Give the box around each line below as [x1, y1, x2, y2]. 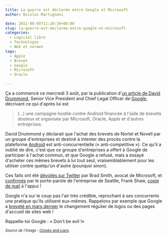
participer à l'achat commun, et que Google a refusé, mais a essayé [5, 152, 144, 158]
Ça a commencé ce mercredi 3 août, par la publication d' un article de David [5, 90, 161, 96]
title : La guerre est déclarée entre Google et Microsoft [5, 7, 128, 12]
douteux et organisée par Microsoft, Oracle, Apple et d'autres [17, 116, 144, 121]
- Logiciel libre [9, 35, 46, 40]
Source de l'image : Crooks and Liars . [5, 228, 70, 233]
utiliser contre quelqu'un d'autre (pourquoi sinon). [5, 163, 108, 168]
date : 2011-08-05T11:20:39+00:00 [5, 21, 75, 26]
